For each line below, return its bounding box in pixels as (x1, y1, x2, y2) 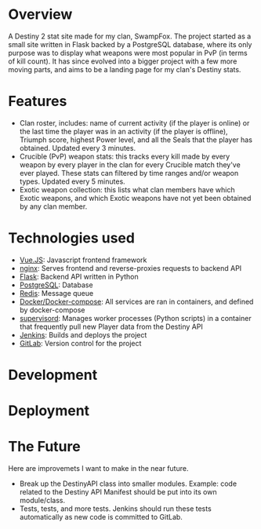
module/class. (19, 496, 65, 505)
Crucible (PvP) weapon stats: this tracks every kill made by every (19, 151, 230, 161)
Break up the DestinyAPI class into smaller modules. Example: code (19, 479, 237, 488)
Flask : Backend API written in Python (19, 272, 139, 281)
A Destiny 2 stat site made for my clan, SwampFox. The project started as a (8, 31, 252, 41)
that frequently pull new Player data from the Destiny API (19, 322, 204, 331)
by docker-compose (19, 305, 85, 315)
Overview (8, 5, 73, 24)
